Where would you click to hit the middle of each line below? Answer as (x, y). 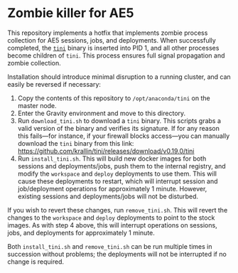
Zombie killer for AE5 (71, 13)
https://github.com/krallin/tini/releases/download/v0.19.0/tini (106, 151)
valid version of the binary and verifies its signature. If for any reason (119, 128)
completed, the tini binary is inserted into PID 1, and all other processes (113, 48)
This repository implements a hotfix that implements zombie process (108, 33)
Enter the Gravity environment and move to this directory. (102, 113)
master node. (37, 105)
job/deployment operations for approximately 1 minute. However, (112, 188)
